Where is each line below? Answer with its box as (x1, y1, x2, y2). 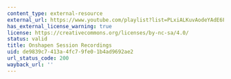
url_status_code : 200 (7, 55, 69, 62)
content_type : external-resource (7, 10, 103, 17)
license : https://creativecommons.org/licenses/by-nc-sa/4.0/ (7, 29, 189, 36)
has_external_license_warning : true (7, 23, 112, 30)
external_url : (7, 16, 48, 23)
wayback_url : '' (7, 61, 54, 68)
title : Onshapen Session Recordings (7, 42, 112, 49)
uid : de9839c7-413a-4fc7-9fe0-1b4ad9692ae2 (7, 49, 134, 56)
